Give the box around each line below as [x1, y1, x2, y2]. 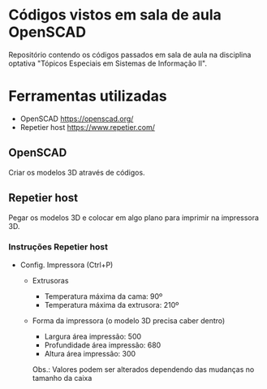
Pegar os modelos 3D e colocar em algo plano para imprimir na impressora [8, 213, 260, 223]
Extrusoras [32, 275, 69, 285]
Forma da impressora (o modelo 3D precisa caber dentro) [32, 315, 226, 326]
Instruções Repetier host [8, 241, 108, 253]
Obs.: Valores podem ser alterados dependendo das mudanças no [32, 364, 255, 374]
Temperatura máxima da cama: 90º [44, 291, 163, 301]
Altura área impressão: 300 [44, 348, 136, 358]
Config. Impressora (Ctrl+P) [19, 260, 114, 270]
